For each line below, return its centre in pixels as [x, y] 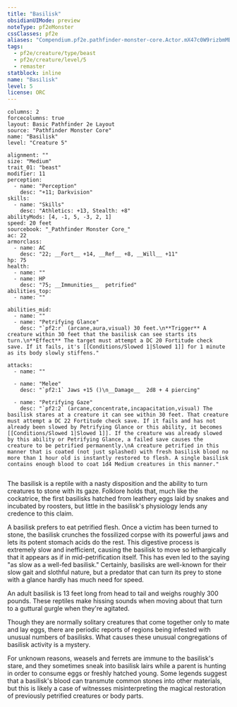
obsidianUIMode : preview [44, 20]
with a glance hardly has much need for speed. [76, 580]
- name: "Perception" [45, 186]
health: [19, 267]
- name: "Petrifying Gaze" [53, 403]
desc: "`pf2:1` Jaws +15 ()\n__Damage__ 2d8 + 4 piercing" [110, 390]
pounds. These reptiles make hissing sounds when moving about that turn [115, 601]
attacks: [20, 366]
